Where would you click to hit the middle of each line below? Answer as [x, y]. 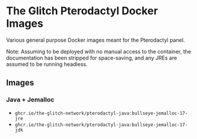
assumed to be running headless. [47, 64]
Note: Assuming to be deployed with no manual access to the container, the [99, 51]
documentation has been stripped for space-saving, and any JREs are [92, 58]
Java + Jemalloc [30, 100]
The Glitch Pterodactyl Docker [82, 11]
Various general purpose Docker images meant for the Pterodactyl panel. [96, 40]
